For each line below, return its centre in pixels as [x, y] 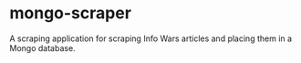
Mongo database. [42, 47]
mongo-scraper [71, 13]
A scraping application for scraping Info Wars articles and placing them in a [151, 38]
